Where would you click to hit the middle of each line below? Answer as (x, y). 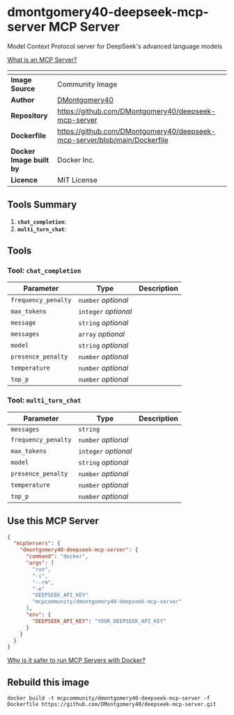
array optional (102, 334)
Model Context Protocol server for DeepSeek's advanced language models (115, 46)
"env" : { (38, 615)
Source (23, 88)
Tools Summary (42, 205)
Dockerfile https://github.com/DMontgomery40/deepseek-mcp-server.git (112, 705)
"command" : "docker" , (57, 557)
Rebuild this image (48, 682)
